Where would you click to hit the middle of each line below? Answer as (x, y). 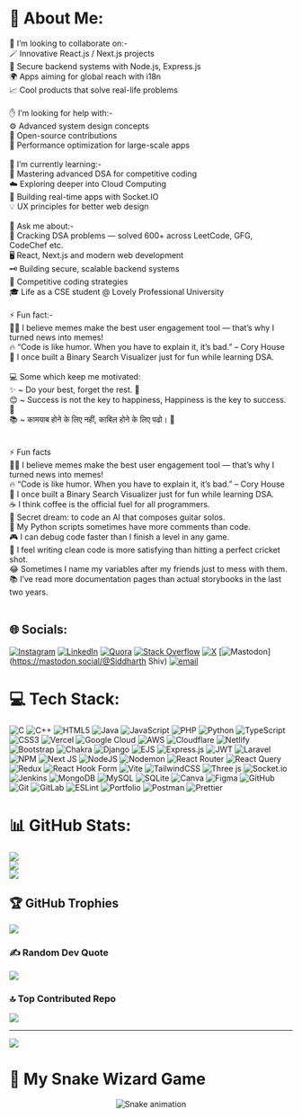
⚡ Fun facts (30, 452)
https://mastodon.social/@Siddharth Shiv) (90, 661)
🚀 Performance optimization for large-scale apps (100, 145)
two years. (29, 592)
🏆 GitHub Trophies (64, 903)
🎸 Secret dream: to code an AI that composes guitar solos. (117, 517)
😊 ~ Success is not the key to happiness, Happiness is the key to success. (148, 399)
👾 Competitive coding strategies (69, 282)
